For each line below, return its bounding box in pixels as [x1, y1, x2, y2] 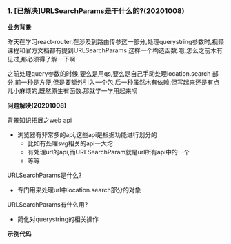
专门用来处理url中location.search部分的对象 [17, 186, 141, 194]
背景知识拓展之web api [7, 116, 72, 125]
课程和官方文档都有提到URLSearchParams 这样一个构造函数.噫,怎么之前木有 [7, 46, 223, 54]
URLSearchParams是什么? [7, 171, 82, 180]
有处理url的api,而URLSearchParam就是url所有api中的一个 [27, 148, 190, 156]
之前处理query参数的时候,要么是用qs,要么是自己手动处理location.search [7, 70, 211, 78]
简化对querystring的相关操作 [17, 215, 99, 223]
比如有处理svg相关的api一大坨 [27, 139, 113, 148]
